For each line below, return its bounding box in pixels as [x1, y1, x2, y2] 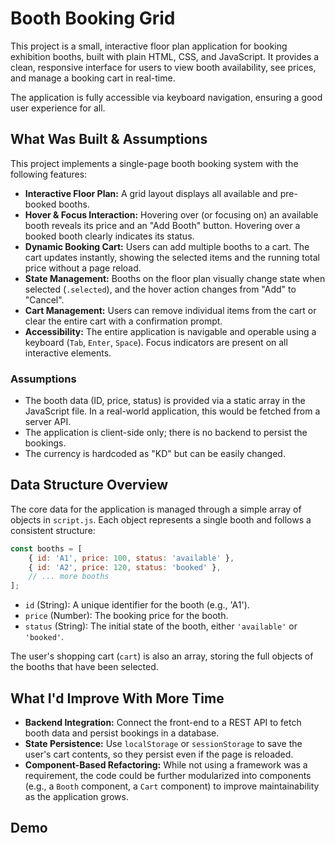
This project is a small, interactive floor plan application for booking [10, 40, 288, 52]
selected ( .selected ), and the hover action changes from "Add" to [24, 283, 297, 295]
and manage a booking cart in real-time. [10, 72, 176, 84]
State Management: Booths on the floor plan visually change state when [24, 272, 326, 284]
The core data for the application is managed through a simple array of [10, 503, 302, 515]
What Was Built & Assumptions [10, 131, 208, 148]
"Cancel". [24, 293, 65, 306]
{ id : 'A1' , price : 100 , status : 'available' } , [28, 553, 235, 563]
